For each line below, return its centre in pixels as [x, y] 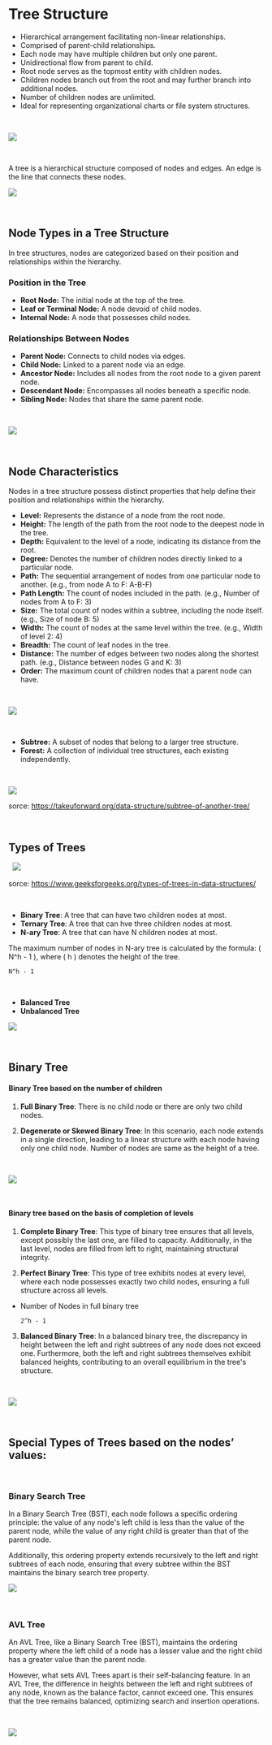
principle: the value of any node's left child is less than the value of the [127, 1522]
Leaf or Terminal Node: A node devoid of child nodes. [110, 309]
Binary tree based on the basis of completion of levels [101, 1213]
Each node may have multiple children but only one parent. [119, 54]
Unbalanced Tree [50, 1011]
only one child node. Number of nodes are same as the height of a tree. [140, 1148]
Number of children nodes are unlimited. [88, 97]
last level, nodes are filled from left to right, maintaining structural [129, 1249]
